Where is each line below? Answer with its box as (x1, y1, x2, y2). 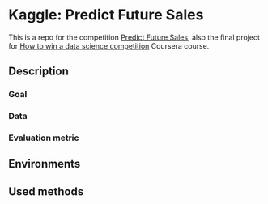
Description (8, 65, 69, 79)
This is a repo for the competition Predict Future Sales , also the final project (8, 32, 261, 42)
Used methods (8, 185, 84, 198)
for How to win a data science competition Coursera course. (8, 40, 210, 50)
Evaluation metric (8, 132, 79, 143)
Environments (8, 157, 81, 171)
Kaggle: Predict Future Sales (8, 6, 204, 24)
